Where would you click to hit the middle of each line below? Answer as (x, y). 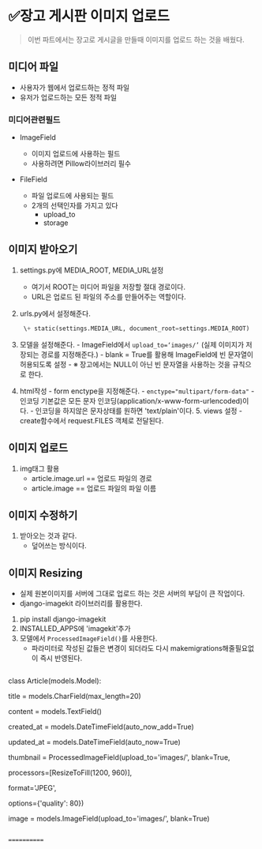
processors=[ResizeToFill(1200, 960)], (70, 773)
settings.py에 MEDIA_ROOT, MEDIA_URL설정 (92, 270)
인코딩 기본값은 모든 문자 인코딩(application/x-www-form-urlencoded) (131, 400)
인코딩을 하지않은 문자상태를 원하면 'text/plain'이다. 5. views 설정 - (139, 411)
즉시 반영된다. (61, 658)
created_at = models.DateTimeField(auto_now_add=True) (101, 727)
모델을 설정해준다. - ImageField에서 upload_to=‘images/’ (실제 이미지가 (132, 344)
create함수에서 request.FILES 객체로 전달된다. (92, 420)
